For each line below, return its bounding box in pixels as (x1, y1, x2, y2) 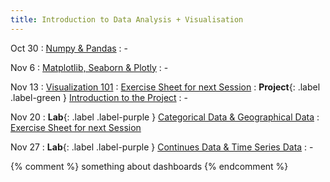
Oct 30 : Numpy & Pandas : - (10, 42, 129, 54)
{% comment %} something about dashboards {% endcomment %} (10, 160, 289, 172)
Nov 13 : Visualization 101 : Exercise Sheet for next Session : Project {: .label (10, 81, 321, 93)
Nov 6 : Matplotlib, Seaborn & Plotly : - (10, 61, 169, 73)
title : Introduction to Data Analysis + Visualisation (10, 14, 244, 25)
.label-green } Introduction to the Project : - (10, 91, 188, 103)
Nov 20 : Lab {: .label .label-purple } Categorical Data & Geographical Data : (10, 111, 320, 123)
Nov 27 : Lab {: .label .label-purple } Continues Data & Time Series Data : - (10, 141, 314, 153)
